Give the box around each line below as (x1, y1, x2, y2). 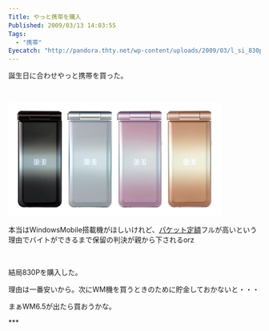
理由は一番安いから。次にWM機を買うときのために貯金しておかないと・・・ (8, 285, 260, 294)
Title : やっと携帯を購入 (8, 13, 82, 21)
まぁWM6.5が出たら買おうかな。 (8, 301, 116, 312)
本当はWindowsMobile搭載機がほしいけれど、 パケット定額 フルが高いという (8, 225, 258, 235)
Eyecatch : (8, 46, 42, 55)
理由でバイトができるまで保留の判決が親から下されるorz (8, 235, 195, 244)
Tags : (8, 30, 26, 38)
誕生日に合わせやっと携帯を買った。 (8, 71, 128, 80)
